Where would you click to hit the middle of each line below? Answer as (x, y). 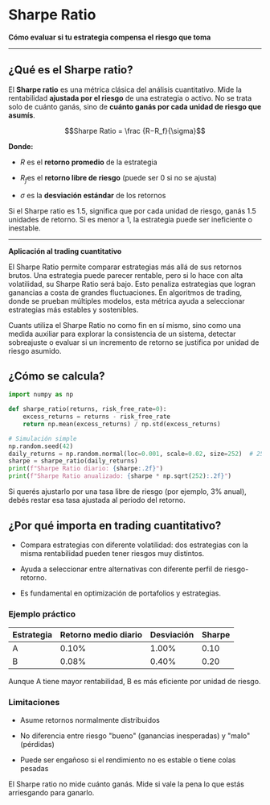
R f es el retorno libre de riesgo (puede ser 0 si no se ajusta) (118, 178)
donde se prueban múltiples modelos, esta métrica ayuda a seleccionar (127, 301)
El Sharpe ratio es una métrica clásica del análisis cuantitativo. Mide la (125, 89)
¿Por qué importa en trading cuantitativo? (115, 525)
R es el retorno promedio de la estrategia (89, 162)
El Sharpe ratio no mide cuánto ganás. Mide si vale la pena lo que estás (127, 784)
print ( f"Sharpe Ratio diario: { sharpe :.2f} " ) (86, 469)
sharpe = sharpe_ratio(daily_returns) (73, 461)
